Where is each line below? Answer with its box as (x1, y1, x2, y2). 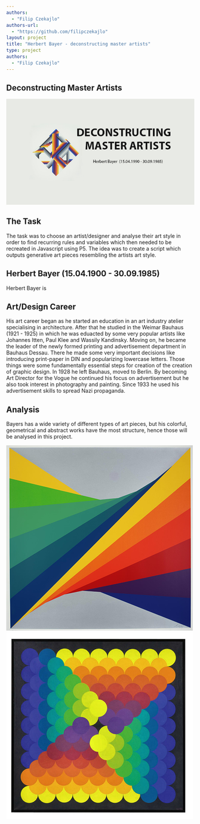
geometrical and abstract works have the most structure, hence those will (6, 427, 187, 434)
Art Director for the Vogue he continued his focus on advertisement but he (6, 375, 189, 382)
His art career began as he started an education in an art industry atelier (6, 317, 184, 325)
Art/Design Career (6, 301, 76, 311)
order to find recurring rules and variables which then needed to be (6, 239, 172, 246)
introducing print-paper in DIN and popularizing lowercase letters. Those (6, 356, 185, 363)
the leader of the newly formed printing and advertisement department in (6, 343, 186, 350)
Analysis (6, 405, 40, 415)
